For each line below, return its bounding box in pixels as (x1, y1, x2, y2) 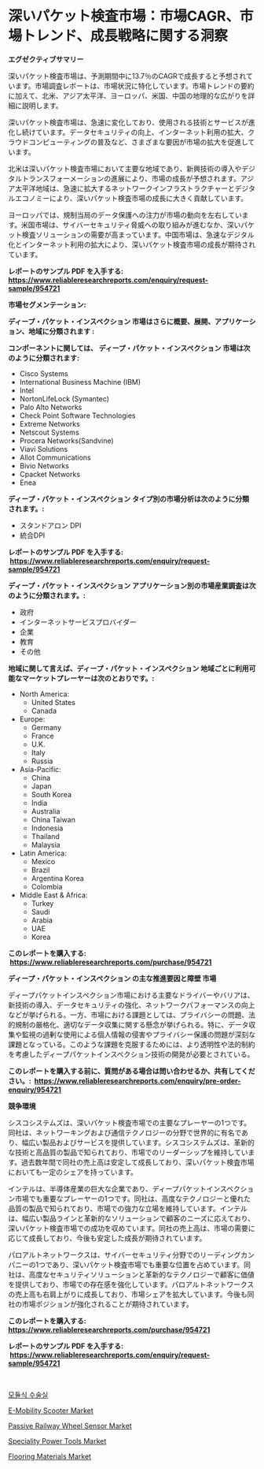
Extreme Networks (19, 419, 80, 428)
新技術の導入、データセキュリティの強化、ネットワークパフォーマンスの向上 (8, 1000, 255, 1009)
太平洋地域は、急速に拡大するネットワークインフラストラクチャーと (14, 183, 236, 193)
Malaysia (31, 840, 60, 849)
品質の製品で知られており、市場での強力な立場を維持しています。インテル (8, 1203, 247, 1213)
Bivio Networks (19, 460, 69, 470)
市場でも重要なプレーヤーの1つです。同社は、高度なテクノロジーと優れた (14, 1194, 251, 1203)
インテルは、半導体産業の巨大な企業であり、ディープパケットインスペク (8, 1184, 241, 1193)
